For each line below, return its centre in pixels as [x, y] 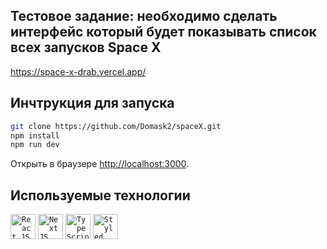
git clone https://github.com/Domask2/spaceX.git [116, 126]
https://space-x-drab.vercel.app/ [78, 71]
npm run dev [35, 145]
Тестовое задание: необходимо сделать [144, 16]
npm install [35, 135]
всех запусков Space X [86, 47]
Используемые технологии [100, 195]
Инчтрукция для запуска [92, 103]
